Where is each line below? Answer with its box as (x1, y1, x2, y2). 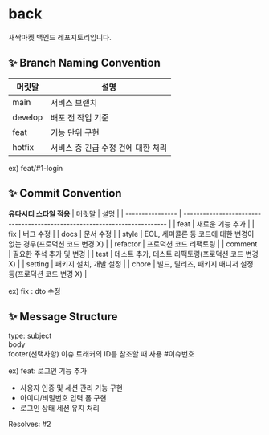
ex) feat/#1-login (8, 163, 63, 173)
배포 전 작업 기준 (51, 112, 110, 123)
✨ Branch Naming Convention (8, 56, 161, 70)
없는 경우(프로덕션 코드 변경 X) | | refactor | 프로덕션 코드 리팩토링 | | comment (8, 238, 258, 249)
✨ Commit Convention (8, 186, 122, 201)
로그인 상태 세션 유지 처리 (19, 403, 100, 413)
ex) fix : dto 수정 (8, 286, 61, 295)
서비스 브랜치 (51, 97, 98, 108)
